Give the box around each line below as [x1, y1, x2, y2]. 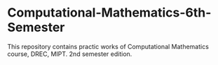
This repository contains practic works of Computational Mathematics [7, 42, 209, 50]
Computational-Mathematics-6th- [7, 5, 212, 21]
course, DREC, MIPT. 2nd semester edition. [7, 50, 132, 58]
